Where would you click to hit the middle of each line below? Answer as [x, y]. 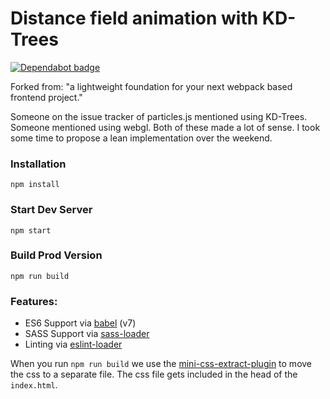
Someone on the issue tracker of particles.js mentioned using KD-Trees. [159, 116]
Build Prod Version [56, 255]
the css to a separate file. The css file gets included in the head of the [154, 374]
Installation [38, 164]
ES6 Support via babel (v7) [80, 323]
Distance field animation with [134, 18]
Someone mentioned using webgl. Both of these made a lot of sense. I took [165, 127]
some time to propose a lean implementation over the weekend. [141, 138]
